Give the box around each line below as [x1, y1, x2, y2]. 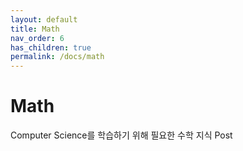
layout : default [10, 14, 78, 25]
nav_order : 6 [10, 33, 65, 43]
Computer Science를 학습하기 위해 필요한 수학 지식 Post [10, 129, 233, 141]
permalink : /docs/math [10, 52, 105, 62]
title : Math [10, 24, 60, 34]
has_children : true [10, 42, 92, 53]
